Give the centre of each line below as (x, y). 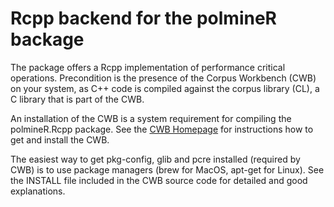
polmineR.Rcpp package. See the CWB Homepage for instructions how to (162, 129)
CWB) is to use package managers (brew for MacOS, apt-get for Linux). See (167, 169)
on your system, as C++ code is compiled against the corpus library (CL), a (165, 88)
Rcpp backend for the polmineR (143, 18)
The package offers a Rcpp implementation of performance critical (148, 67)
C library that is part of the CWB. (77, 99)
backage (47, 39)
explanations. (38, 191)
